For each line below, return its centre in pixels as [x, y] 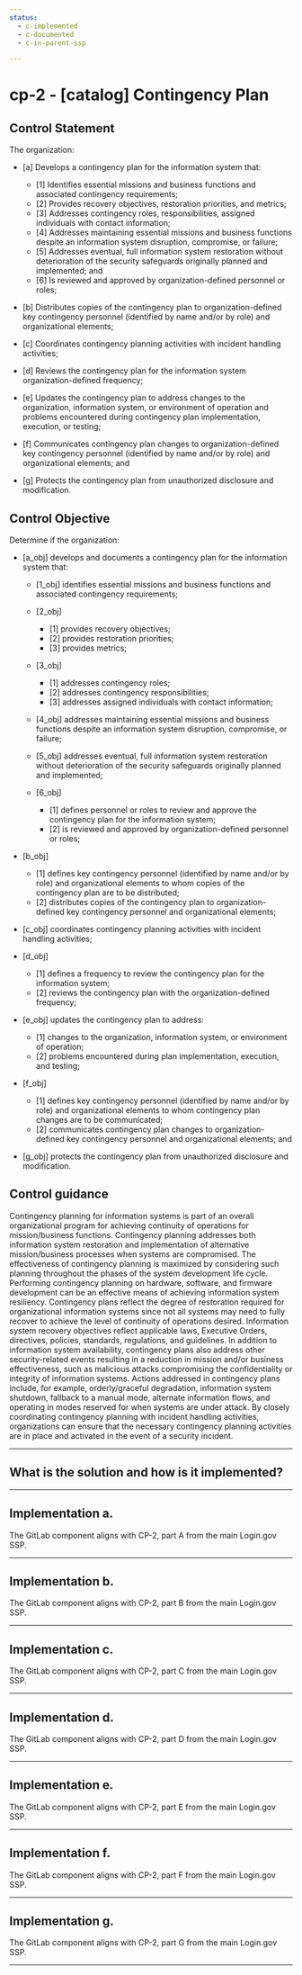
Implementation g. [62, 1921]
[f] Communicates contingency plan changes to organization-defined [151, 444]
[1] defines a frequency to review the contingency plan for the [150, 974]
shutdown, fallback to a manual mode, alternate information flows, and [140, 1397]
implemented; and [69, 271]
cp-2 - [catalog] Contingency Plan [139, 95]
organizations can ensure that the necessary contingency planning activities [151, 1426]
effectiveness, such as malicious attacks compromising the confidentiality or [151, 1369]
